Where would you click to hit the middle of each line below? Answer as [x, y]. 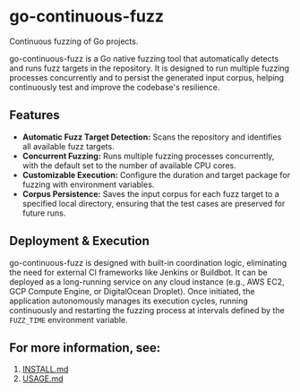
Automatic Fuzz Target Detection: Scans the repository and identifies [152, 137]
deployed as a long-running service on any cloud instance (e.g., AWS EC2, [147, 281]
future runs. [44, 213]
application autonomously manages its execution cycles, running [129, 301]
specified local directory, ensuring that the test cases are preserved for [154, 203]
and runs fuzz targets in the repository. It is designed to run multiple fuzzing [149, 68]
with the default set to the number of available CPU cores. [129, 165]
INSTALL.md [45, 370]
